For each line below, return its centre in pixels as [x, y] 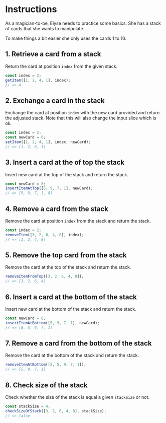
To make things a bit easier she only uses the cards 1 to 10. [66, 38]
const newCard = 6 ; [26, 137]
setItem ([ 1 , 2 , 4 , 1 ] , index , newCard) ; [48, 142]
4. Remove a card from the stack [57, 209]
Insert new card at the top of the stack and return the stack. [67, 174]
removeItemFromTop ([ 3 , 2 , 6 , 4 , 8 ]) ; [45, 276]
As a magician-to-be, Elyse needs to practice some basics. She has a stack [83, 23]
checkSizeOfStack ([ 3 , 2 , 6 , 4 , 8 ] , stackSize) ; [56, 411]
